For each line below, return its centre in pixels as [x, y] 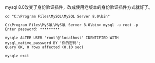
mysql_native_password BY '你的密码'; [43, 43]
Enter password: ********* [32, 29]
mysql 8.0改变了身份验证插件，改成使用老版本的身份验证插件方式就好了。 [79, 7]
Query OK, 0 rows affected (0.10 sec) [44, 47]
